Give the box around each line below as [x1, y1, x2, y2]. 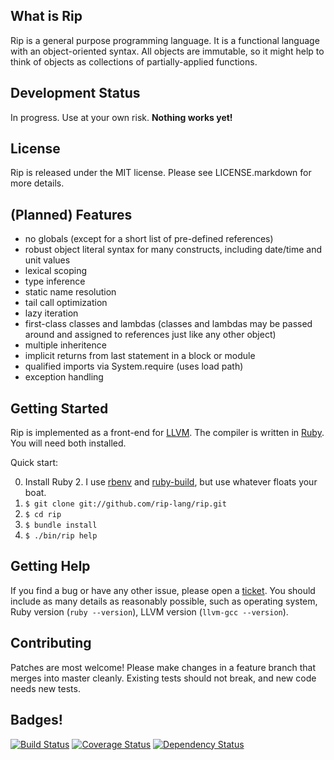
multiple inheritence [24, 339, 107, 351]
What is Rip [10, 8, 83, 25]
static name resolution [24, 286, 117, 298]
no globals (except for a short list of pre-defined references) [24, 233, 274, 245]
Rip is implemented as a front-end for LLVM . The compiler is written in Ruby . [10, 427, 325, 439]
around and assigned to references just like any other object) [24, 329, 277, 341]
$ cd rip [24, 510, 62, 520]
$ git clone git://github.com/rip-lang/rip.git [24, 499, 227, 509]
